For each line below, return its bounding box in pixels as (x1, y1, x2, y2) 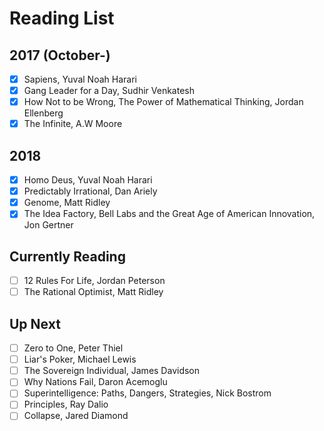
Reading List (9, 7, 115, 30)
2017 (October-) (9, 47, 111, 64)
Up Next (9, 315, 61, 332)
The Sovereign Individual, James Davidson (23, 365, 201, 377)
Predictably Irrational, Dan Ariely (23, 185, 158, 197)
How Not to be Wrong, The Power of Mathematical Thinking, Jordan (23, 96, 304, 108)
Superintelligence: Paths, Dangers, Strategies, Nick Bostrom (23, 387, 272, 399)
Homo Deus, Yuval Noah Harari (23, 174, 153, 186)
